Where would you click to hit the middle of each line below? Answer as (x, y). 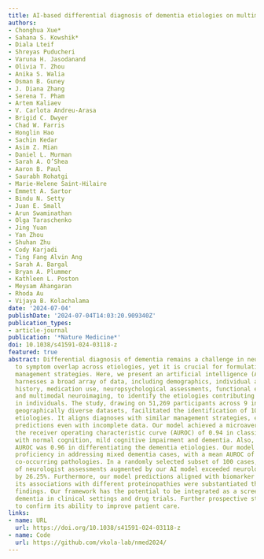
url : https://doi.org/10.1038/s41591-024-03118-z (98, 528)
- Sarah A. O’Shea (38, 162)
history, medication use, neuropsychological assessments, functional (133, 389)
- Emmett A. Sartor (40, 191)
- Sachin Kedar (33, 140)
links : (19, 513)
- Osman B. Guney (37, 81)
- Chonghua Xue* (35, 30)
